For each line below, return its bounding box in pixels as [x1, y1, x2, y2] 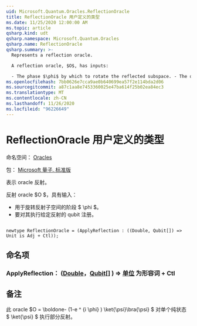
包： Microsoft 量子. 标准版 [6, 166, 72, 173]
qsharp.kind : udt [6, 30, 49, 36]
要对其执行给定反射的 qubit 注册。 [14, 210, 97, 218]
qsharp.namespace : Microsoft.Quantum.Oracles [6, 36, 119, 42]
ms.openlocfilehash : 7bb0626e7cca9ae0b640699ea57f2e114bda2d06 [6, 79, 164, 85]
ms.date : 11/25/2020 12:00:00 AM [6, 19, 88, 25]
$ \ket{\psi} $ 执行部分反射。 [6, 313, 76, 320]
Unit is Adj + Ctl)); [6, 233, 59, 239]
